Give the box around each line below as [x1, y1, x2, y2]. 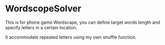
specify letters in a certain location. [5, 24, 78, 30]
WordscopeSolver [5, 3, 82, 14]
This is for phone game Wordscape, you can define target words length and [5, 19, 161, 25]
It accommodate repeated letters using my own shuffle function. [5, 34, 137, 40]
